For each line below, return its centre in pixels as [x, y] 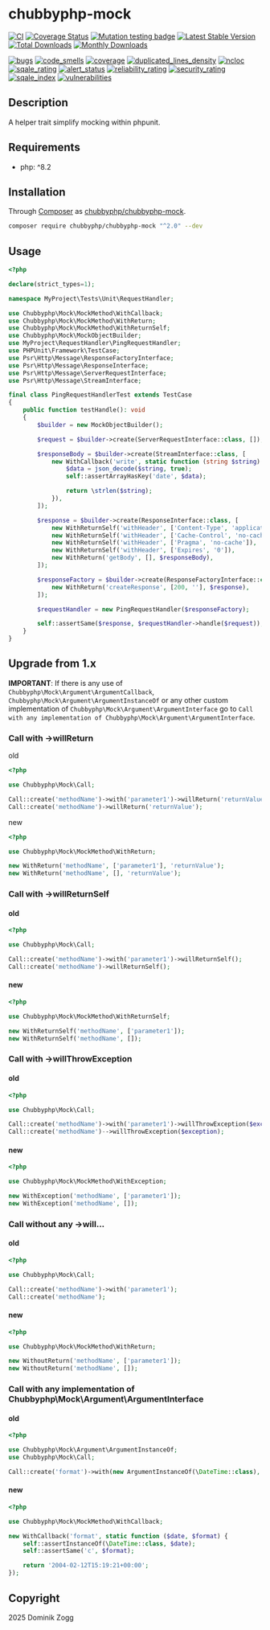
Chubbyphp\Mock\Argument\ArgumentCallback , [82, 692]
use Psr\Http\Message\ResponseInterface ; [79, 365]
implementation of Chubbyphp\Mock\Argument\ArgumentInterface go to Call [131, 708]
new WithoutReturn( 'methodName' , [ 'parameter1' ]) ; [95, 1361]
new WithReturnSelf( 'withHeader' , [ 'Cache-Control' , [141, 536]
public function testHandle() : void [84, 410]
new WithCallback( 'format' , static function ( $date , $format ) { [118, 1536]
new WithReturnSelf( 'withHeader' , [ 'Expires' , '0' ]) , [143, 550]
